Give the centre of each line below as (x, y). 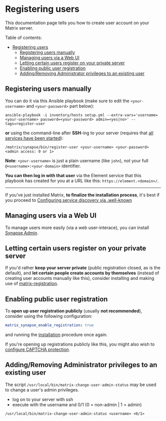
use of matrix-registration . (32, 284)
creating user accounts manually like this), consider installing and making (80, 278)
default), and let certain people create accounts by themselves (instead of (82, 273)
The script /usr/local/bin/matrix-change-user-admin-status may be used (81, 384)
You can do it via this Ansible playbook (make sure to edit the (67, 101)
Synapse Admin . (22, 232)
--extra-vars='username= (132, 115)
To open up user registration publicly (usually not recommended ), (74, 311)
